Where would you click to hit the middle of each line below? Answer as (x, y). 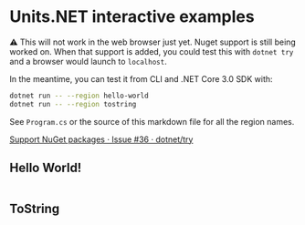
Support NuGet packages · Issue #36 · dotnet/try (101, 139)
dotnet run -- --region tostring (73, 104)
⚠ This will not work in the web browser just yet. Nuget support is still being (153, 42)
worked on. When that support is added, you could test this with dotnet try (152, 51)
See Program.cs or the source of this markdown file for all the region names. (152, 121)
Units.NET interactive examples (132, 17)
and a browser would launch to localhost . (88, 61)
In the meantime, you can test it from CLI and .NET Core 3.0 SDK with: (141, 78)
